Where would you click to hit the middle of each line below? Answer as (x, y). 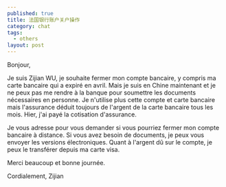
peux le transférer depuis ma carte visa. (64, 149)
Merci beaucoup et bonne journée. (56, 163)
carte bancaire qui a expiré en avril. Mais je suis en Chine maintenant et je (112, 85)
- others (26, 39)
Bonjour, (19, 65)
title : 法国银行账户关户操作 (44, 20)
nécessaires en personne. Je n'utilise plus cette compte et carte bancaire (111, 100)
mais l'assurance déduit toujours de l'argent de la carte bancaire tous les (110, 107)
